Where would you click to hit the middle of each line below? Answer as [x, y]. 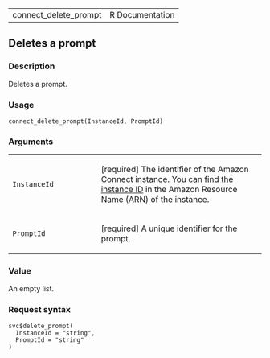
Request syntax [39, 309]
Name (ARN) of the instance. [155, 200]
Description [32, 66]
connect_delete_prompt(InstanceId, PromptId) [86, 121]
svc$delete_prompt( [41, 326]
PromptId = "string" [50, 340]
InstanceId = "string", [55, 333]
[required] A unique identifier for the [169, 228]
